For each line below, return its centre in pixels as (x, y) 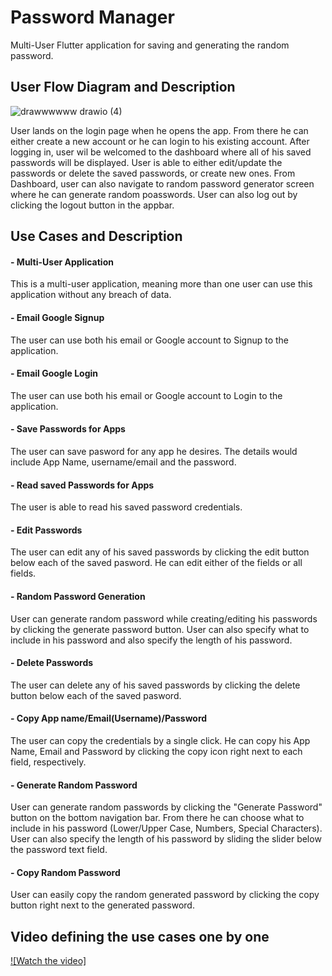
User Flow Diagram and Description (123, 87)
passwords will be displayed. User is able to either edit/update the (146, 162)
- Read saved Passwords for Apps (82, 485)
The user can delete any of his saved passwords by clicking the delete (155, 685)
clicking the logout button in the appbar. (92, 205)
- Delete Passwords (52, 663)
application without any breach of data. (91, 295)
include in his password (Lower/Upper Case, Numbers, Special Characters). (166, 828)
